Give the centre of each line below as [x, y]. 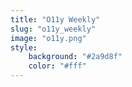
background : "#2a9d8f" [75, 57]
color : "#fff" [57, 66]
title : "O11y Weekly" [55, 19]
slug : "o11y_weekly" [53, 29]
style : [24, 47]
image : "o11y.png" [48, 38]
